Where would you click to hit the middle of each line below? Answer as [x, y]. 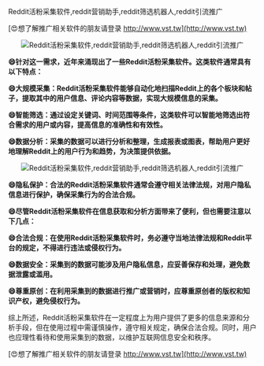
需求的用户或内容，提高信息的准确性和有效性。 [91, 125]
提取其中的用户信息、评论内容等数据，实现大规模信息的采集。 [122, 98]
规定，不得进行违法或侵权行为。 [74, 248]
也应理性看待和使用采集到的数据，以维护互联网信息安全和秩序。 [112, 337]
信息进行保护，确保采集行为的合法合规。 [74, 194]
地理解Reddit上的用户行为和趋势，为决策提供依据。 [91, 151]
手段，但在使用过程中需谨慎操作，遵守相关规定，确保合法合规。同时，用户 [136, 327]
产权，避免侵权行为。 [49, 301]
